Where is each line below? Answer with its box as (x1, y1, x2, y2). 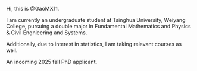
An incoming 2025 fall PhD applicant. (6, 59, 97, 65)
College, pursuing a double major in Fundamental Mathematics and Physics (6, 23, 192, 30)
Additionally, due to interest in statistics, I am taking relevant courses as (6, 41, 182, 47)
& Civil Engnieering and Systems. (6, 29, 87, 36)
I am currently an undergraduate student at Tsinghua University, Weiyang (6, 17, 186, 23)
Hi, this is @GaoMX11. (6, 5, 60, 12)
